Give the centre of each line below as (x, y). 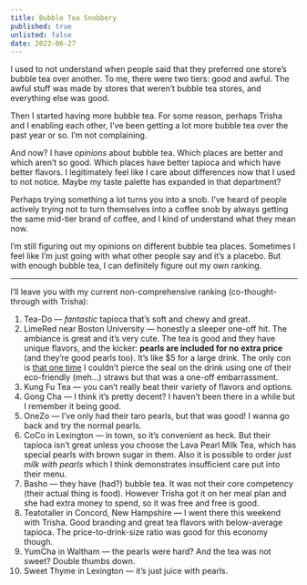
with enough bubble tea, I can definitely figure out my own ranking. (136, 266)
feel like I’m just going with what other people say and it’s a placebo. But (146, 256)
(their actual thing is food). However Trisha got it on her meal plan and (155, 494)
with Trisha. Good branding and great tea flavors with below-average (153, 523)
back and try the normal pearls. (82, 426)
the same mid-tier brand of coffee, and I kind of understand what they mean (153, 219)
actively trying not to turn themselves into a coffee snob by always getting (149, 210)
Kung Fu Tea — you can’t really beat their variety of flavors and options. (159, 387)
